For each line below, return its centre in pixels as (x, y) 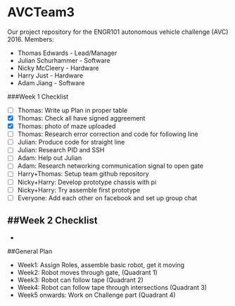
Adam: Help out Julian (50, 158)
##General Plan (30, 251)
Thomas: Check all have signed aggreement (81, 118)
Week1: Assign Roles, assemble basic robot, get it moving (101, 264)
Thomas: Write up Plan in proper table (72, 110)
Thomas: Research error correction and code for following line (108, 134)
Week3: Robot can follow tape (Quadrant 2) (81, 280)
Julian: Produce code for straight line (71, 142)
